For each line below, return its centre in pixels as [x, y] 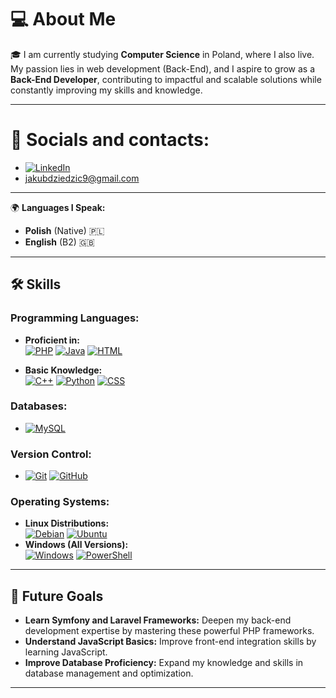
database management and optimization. [109, 673]
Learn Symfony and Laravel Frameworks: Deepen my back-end [158, 620]
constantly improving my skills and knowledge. [106, 90]
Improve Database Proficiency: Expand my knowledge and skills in [164, 663]
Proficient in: [52, 340]
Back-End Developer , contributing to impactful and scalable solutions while [166, 79]
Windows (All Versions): [76, 545]
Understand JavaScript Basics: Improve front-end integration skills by [170, 642]
